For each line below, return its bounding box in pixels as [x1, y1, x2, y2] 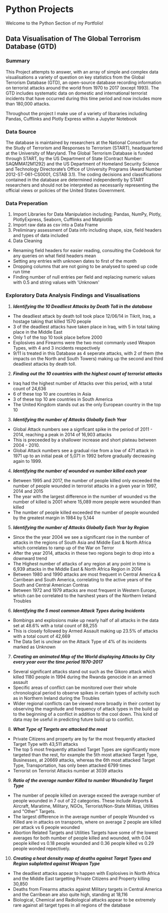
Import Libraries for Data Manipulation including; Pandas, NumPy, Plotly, [12, 211, 162, 217]
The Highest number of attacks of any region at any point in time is [12, 560, 151, 566]
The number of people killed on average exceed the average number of [12, 792, 160, 798]
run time [12, 269, 30, 275]
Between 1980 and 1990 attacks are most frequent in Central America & [12, 571, 160, 577]
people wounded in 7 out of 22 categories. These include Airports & [12, 797, 153, 803]
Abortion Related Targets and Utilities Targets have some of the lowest [12, 829, 158, 835]
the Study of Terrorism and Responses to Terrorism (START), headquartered [5, 145, 163, 151]
